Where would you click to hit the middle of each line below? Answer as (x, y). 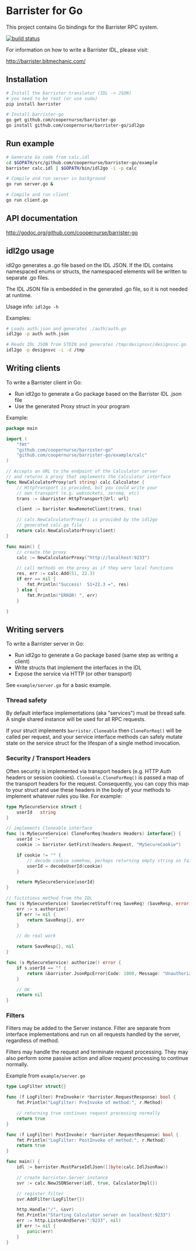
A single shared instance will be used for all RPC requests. (76, 719)
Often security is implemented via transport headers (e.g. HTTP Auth (89, 771)
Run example (30, 144)
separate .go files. (28, 277)
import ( (17, 439)
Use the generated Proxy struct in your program (72, 406)
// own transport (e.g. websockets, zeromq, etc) (78, 493)
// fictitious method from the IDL (49, 898)
